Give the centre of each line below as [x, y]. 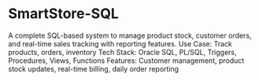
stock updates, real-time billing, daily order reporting [94, 68]
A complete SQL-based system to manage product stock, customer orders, [130, 35]
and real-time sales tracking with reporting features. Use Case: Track [120, 43]
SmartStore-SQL [64, 14]
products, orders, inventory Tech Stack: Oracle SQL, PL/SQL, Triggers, [122, 52]
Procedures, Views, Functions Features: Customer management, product [126, 61]
